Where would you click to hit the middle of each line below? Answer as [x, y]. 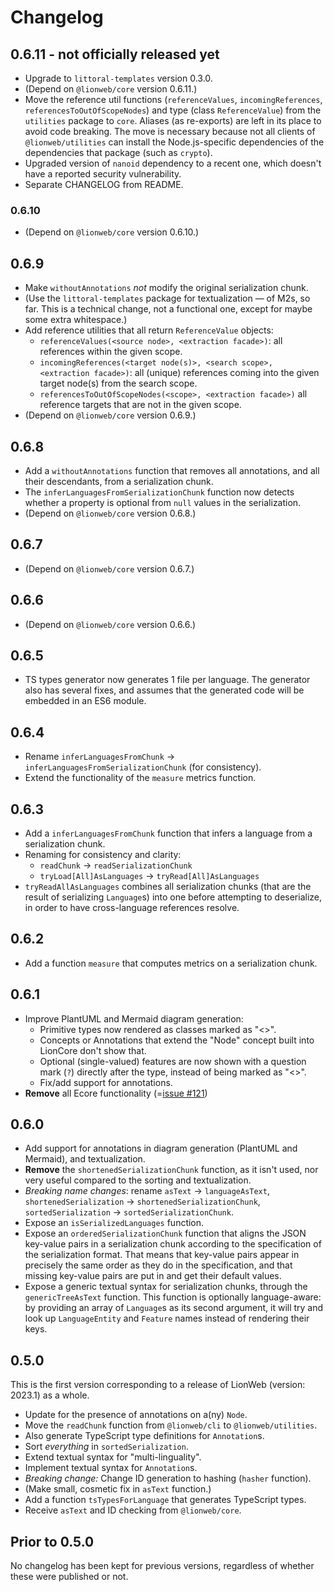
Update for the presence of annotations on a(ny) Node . [136, 1415]
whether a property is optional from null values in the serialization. [163, 502]
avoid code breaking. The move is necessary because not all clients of [170, 131]
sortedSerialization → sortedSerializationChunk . [129, 1212]
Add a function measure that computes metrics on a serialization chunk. [171, 963]
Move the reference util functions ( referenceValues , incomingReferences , [173, 99]
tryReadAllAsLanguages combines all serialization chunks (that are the [168, 886]
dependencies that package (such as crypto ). [118, 152]
